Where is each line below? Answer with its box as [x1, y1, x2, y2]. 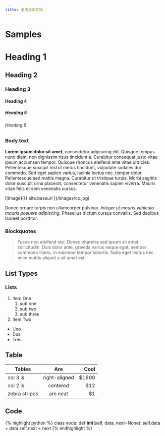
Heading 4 [5, 98, 27, 104]
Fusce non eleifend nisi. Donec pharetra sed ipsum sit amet [17, 239, 139, 245]
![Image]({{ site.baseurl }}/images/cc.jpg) [5, 195, 90, 201]
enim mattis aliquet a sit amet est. [17, 255, 86, 261]
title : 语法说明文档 [5, 7, 43, 12]
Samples [5, 28, 42, 40]
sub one [19, 301, 37, 307]
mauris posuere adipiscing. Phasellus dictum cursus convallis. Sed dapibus [5, 210, 159, 216]
